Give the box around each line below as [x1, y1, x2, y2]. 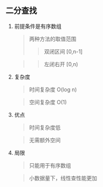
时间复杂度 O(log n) [29, 86, 77, 93]
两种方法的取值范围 [29, 35, 77, 42]
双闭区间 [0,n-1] [43, 48, 83, 55]
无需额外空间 [29, 136, 61, 144]
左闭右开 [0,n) [43, 60, 79, 67]
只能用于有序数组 [29, 161, 71, 169]
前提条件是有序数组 [14, 23, 62, 30]
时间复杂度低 [29, 124, 61, 131]
